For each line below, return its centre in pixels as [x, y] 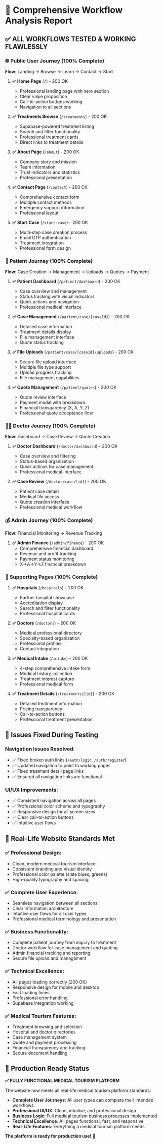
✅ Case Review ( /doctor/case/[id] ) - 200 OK [59, 482]
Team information [38, 167]
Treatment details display [45, 332]
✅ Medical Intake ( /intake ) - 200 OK [50, 658]
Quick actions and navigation [49, 302]
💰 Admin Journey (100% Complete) [49, 520]
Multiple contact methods [46, 202]
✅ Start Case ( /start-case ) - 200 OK [50, 222]
